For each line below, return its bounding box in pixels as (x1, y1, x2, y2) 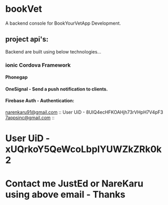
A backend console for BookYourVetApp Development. (5, 20, 121, 26)
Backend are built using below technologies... (5, 48, 101, 54)
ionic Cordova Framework (5, 61, 71, 68)
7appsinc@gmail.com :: (5, 115, 55, 121)
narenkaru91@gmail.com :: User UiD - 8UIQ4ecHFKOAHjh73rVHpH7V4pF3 (5, 109, 163, 116)
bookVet (5, 3, 43, 15)
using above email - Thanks (5, 189, 125, 200)
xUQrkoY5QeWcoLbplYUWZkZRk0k (5, 143, 162, 155)
